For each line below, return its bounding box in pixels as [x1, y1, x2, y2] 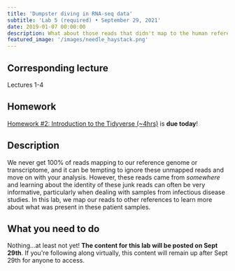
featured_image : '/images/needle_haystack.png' [7, 36, 149, 43]
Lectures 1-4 [7, 80, 44, 89]
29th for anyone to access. [7, 256, 85, 265]
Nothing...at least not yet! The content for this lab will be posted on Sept [7, 242, 218, 250]
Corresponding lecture [7, 62, 108, 74]
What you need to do [7, 223, 100, 235]
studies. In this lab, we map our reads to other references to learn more [7, 195, 213, 203]
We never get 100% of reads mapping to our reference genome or [7, 158, 198, 166]
